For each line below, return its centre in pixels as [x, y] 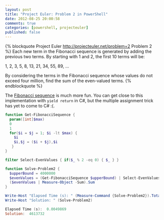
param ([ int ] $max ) [27, 119]
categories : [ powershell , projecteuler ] [47, 28]
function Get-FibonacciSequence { [40, 115]
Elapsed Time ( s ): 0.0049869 [36, 209]
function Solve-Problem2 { [32, 169]
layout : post [18, 10]
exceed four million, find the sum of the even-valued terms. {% [68, 81]
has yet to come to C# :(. [30, 106]
